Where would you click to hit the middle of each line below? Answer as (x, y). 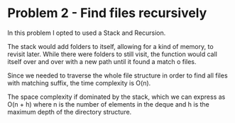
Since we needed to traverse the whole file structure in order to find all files (118, 75)
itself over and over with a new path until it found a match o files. (102, 61)
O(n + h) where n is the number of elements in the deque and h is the (108, 104)
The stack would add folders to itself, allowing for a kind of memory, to (111, 46)
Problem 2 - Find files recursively (107, 13)
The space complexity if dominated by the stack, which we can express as (116, 97)
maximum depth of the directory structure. (70, 112)
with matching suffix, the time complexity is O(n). (79, 82)
